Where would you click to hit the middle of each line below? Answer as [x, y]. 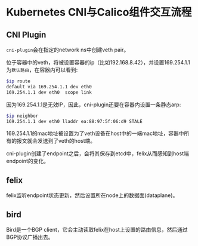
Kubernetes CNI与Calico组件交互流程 [99, 12]
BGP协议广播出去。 [30, 237]
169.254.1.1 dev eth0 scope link [49, 92]
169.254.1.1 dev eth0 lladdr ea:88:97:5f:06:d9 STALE [75, 121]
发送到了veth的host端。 [66, 141]
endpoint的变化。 [28, 161]
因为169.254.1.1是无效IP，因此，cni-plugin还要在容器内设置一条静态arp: [94, 104]
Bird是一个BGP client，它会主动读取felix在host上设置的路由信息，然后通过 [97, 230]
